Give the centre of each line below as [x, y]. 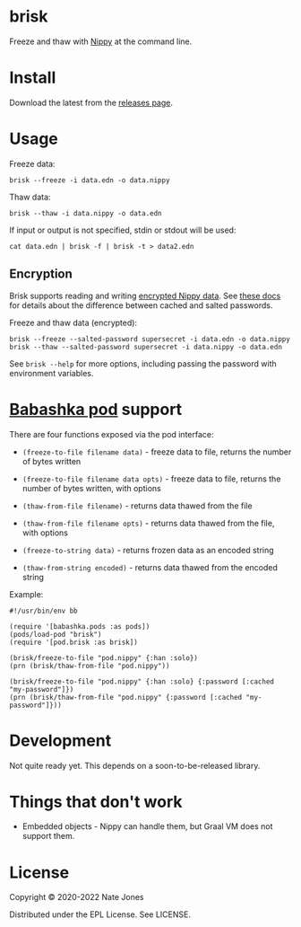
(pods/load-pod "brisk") [56, 634]
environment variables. [52, 373]
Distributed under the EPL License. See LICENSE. [100, 914]
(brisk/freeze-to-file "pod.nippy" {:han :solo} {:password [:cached [142, 681]
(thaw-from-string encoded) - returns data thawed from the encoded [150, 567]
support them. [48, 836]
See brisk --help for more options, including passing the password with [143, 363]
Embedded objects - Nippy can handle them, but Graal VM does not [147, 826]
